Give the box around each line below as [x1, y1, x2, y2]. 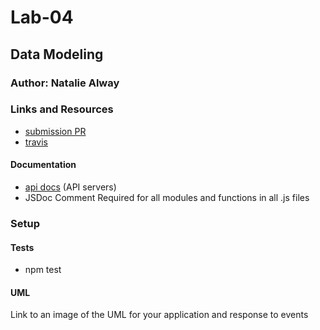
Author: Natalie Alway [10, 76, 120, 90]
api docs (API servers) [24, 181, 117, 193]
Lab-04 [10, 6, 74, 29]
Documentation [10, 159, 77, 171]
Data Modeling [10, 46, 104, 63]
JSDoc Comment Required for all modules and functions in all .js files [24, 192, 310, 203]
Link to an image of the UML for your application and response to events [10, 309, 309, 321]
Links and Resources [10, 102, 114, 116]
